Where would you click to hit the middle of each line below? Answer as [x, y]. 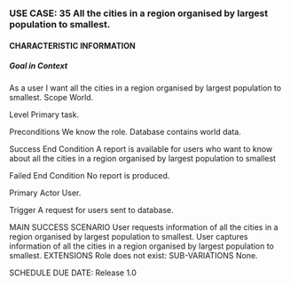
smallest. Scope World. [51, 98]
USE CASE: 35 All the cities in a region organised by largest [139, 13]
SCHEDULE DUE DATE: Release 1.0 [73, 273]
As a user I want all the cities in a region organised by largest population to [145, 88]
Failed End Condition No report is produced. [90, 176]
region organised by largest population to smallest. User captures [129, 237]
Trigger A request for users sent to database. [92, 210]
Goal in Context [39, 66]
